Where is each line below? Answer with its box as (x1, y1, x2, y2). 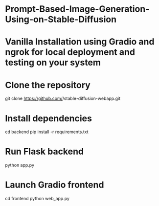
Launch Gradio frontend (5, 180, 104, 190)
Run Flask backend (5, 146, 84, 157)
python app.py (5, 162, 35, 168)
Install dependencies (5, 113, 92, 124)
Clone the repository (5, 79, 91, 91)
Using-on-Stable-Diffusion (5, 14, 116, 25)
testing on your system (5, 57, 101, 68)
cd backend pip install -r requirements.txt (5, 129, 89, 135)
